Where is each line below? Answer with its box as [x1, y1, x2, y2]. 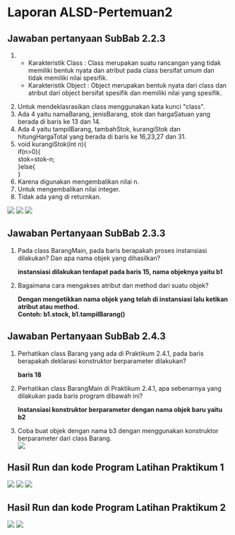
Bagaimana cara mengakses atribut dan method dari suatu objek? [17, 281, 209, 290]
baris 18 [17, 370, 42, 379]
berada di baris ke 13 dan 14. [17, 117, 101, 126]
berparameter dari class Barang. [17, 434, 112, 442]
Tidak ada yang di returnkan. [17, 192, 102, 201]
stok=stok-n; [17, 155, 55, 163]
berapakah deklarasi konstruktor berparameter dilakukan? [17, 356, 187, 365]
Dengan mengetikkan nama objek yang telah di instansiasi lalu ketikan [17, 295, 228, 303]
